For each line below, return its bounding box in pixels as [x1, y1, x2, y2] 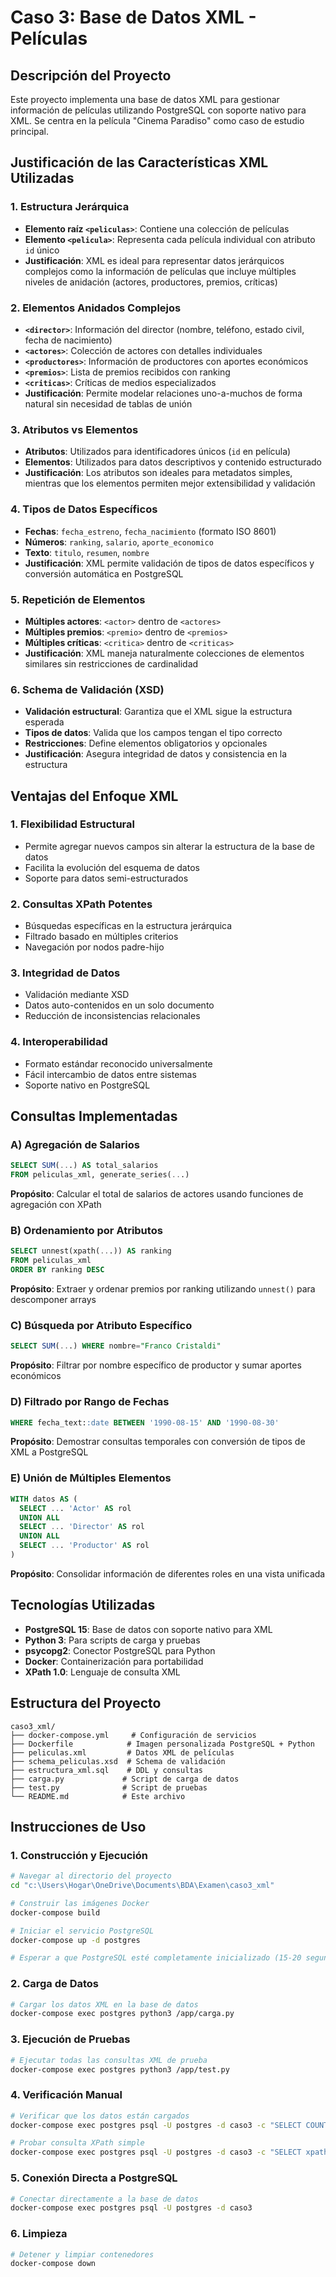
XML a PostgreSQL [10, 1446, 89, 1458]
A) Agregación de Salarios [10, 1138, 140, 1152]
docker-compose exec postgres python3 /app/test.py [10, 2064, 230, 2075]
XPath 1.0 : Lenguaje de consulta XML [24, 1666, 181, 1678]
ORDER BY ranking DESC [10, 1265, 105, 1275]
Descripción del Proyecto [10, 67, 172, 84]
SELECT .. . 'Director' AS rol [19, 1522, 145, 1532]
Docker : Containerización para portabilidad [24, 1655, 204, 1667]
